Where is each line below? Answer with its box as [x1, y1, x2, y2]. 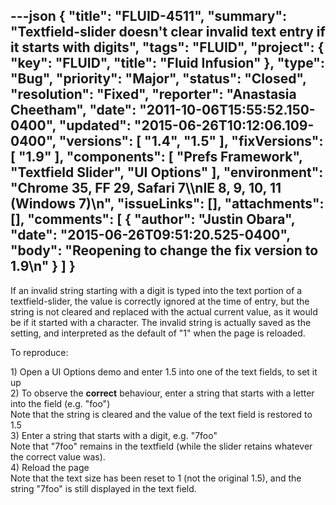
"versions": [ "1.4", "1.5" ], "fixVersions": [58, 133, 324, 150]
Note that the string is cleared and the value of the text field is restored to [10, 408, 313, 420]
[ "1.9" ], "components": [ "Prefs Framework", [10, 149, 303, 166]
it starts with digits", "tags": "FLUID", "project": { [10, 39, 325, 56]
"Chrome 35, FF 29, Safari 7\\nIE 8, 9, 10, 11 [10, 180, 282, 197]
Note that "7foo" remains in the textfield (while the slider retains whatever [10, 440, 313, 452]
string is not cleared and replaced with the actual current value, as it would [10, 305, 318, 318]
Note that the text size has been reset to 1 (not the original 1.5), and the [10, 472, 302, 484]
